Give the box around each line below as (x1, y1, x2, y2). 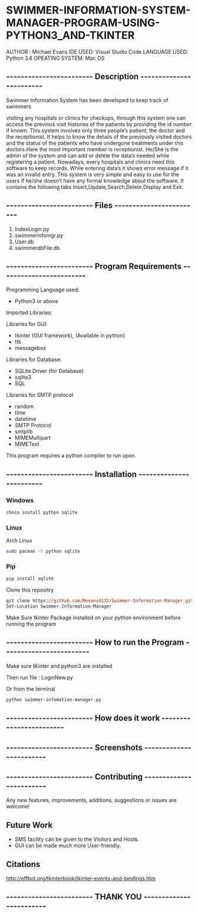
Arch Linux (6, 537, 32, 544)
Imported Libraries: (6, 309, 52, 316)
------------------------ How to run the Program (6, 638, 184, 648)
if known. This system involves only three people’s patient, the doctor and (6, 126, 185, 134)
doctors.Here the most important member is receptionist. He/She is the (6, 145, 179, 152)
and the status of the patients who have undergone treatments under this (6, 139, 184, 147)
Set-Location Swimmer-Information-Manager (6, 603, 112, 609)
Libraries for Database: (6, 356, 62, 363)
